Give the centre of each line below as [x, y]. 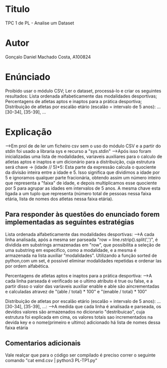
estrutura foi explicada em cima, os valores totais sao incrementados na [79, 317]
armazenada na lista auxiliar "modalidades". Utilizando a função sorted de [81, 255]
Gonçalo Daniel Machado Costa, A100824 [48, 57]
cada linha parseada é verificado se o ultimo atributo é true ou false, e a [79, 281]
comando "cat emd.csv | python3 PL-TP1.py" [51, 361]
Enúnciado [28, 77]
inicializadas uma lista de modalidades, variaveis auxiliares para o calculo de [84, 156]
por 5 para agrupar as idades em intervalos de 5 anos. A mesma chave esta [83, 188]
